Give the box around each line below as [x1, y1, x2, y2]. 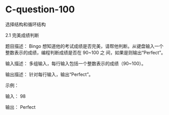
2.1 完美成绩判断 [5, 32, 39, 38]
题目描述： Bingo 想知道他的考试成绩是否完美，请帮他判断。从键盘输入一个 [5, 43, 164, 49]
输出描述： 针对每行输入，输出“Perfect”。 [5, 71, 94, 78]
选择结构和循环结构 [5, 21, 46, 27]
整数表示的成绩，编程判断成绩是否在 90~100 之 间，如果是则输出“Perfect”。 [5, 49, 166, 55]
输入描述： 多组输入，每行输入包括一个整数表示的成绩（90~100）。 [5, 60, 146, 66]
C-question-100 [5, 4, 75, 15]
